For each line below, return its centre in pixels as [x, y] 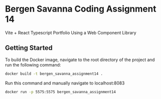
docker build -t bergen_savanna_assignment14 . [54, 74]
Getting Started [29, 48]
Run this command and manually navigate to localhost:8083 [65, 83]
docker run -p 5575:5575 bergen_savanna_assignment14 [61, 92]
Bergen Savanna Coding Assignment [81, 9]
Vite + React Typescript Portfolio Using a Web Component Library [71, 33]
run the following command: [33, 65]
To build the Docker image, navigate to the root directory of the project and [80, 60]
